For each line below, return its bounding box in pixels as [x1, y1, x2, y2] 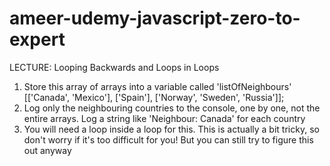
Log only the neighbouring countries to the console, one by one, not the [23, 102, 321, 114]
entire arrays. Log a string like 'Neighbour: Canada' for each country [23, 112, 306, 124]
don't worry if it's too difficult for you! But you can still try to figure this [23, 133, 314, 146]
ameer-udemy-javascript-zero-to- [9, 7, 301, 30]
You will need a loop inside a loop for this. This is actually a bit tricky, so [23, 123, 320, 135]
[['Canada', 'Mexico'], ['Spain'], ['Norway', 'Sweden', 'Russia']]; [23, 91, 285, 103]
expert [9, 28, 66, 51]
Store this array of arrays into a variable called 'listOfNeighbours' [23, 80, 292, 92]
